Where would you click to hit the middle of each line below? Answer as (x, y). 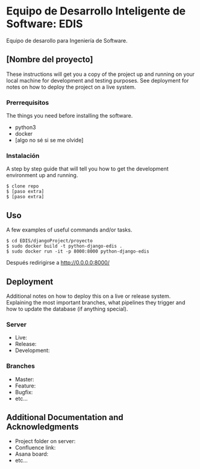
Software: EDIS (45, 24)
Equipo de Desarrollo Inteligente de (96, 11)
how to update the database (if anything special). (67, 309)
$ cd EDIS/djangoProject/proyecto (50, 241)
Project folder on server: (45, 441)
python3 (25, 127)
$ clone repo (23, 186)
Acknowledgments (43, 427)
